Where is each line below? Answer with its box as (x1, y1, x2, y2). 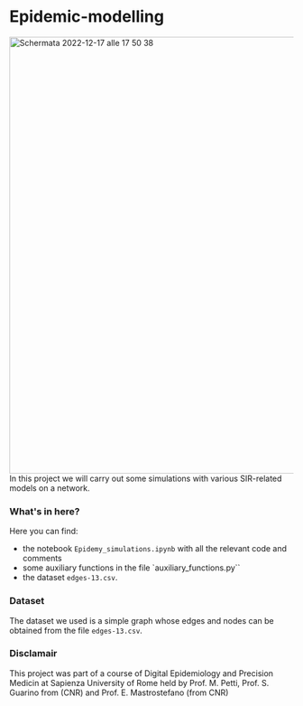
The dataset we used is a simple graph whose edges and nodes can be (9, 615, 274, 626)
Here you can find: (9, 526, 78, 537)
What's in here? (9, 504, 80, 517)
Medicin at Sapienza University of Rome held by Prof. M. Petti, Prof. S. (9, 677, 270, 688)
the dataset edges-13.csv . (22, 572, 118, 583)
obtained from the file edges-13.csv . (9, 625, 142, 635)
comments (22, 553, 62, 564)
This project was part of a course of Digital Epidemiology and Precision (9, 667, 273, 679)
